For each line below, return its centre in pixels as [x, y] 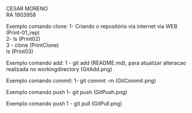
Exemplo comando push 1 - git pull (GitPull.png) [64, 104]
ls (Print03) [20, 51]
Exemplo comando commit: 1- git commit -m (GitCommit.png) [81, 80]
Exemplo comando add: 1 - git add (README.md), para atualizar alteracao [96, 63]
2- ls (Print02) [23, 39]
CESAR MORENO [27, 9]
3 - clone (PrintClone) [33, 45]
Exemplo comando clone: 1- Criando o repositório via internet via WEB [92, 26]
